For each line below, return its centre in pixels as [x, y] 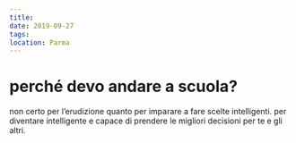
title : [22, 17]
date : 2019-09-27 [42, 26]
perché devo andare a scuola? [123, 87]
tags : [19, 34]
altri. [17, 130]
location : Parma [39, 42]
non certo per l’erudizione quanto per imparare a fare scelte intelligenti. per [148, 112]
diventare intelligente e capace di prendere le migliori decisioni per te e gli [146, 121]
